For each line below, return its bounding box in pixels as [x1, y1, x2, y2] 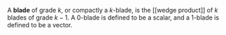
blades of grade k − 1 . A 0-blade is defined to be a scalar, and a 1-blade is [7, 13, 219, 22]
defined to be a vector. [7, 21, 73, 29]
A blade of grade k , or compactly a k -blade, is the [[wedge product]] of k [7, 6, 218, 14]
